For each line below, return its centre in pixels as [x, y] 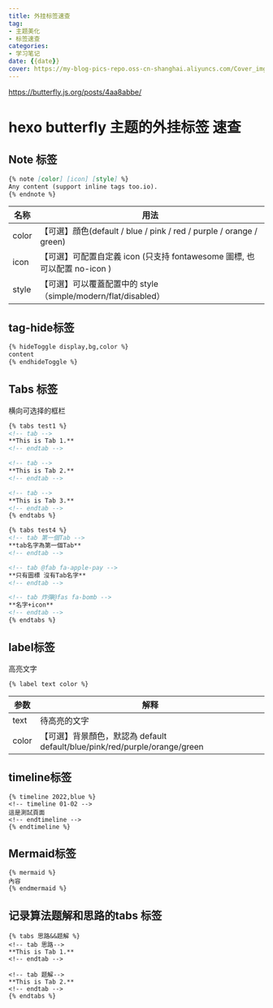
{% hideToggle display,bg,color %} [69, 347]
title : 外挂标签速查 [39, 16]
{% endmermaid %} [38, 889]
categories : [28, 46]
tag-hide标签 [41, 327]
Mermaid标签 [43, 853]
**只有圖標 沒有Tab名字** [48, 575]
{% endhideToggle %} [43, 362]
